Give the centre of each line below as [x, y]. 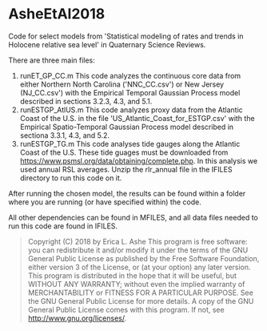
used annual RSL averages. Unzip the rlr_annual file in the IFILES [126, 169]
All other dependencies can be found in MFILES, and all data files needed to [133, 217]
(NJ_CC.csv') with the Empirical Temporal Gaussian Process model [130, 92]
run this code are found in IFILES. [63, 226]
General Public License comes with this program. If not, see [126, 309]
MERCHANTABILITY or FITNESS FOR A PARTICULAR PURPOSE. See [140, 293]
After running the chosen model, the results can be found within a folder [127, 193]
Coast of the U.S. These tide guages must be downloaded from [124, 152]
